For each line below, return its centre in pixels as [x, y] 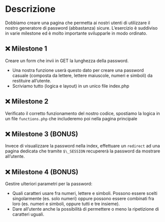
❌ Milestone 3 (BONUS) [42, 134]
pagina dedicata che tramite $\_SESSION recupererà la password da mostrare [83, 151]
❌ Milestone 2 [27, 101]
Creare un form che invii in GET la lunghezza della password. [67, 61]
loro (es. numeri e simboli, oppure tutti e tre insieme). [66, 204]
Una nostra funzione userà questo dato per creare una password [78, 70]
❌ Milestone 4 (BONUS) [42, 172]
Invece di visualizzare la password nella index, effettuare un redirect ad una [82, 146]
